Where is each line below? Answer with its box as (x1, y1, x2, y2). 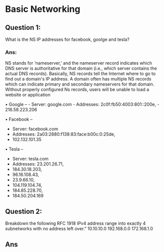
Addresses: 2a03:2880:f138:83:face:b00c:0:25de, (12, 131, 116, 137)
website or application (5, 92, 51, 98)
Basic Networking (5, 3, 81, 15)
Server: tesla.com (12, 156, 49, 162)
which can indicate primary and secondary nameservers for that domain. (5, 81, 155, 87)
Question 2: (5, 207, 42, 216)
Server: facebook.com (12, 126, 59, 132)
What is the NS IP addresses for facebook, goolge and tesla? (5, 36, 130, 42)
